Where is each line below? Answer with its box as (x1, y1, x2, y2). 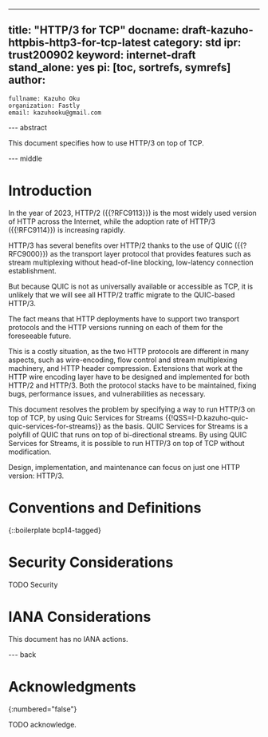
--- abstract (8, 122, 48, 132)
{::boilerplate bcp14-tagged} (8, 525, 102, 535)
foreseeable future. (8, 331, 72, 341)
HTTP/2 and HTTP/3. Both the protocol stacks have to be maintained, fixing (8, 380, 257, 390)
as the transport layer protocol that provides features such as (49, 249, 251, 258)
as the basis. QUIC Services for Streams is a (102, 421, 249, 431)
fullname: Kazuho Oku (8, 94, 81, 102)
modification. (8, 447, 52, 456)
